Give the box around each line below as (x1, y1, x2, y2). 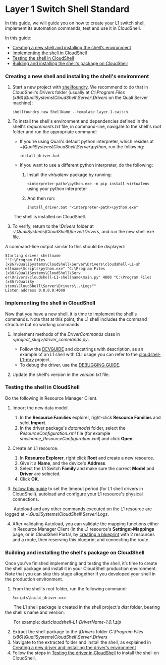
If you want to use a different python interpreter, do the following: (19, 162, 153, 168)
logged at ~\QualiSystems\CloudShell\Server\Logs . (5, 511, 109, 517)
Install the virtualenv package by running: (27, 172, 112, 178)
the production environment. (5, 576, 63, 582)
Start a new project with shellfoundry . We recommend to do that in (12, 84, 148, 90)
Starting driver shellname (5, 253, 61, 258)
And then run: (27, 195, 55, 201)
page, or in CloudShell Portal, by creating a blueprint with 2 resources (12, 531, 155, 537)
